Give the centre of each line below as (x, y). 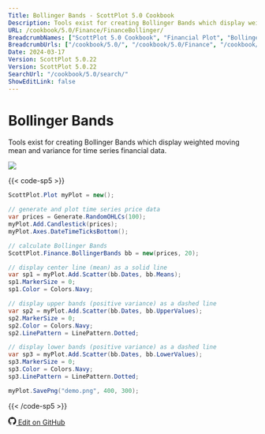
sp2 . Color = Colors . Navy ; (50, 325)
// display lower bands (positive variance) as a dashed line (112, 347)
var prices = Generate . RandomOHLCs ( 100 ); (77, 217)
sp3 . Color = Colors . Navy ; (50, 369)
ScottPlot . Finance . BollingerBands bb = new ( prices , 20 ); (104, 253)
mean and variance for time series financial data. (88, 151)
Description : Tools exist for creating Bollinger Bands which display (127, 23)
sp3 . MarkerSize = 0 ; (42, 362)
